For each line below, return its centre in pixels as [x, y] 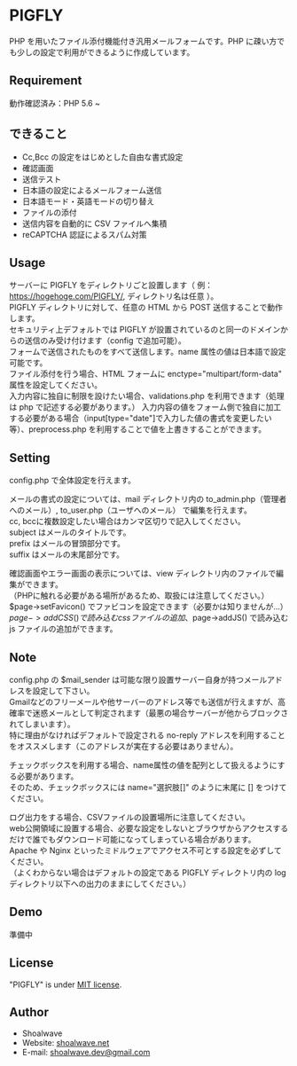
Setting [30, 458]
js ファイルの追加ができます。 [63, 629]
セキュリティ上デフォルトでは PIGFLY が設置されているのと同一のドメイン [145, 330]
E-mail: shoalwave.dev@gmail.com [86, 1053]
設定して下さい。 [63, 691]
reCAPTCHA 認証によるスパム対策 [84, 234]
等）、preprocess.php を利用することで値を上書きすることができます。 [138, 429]
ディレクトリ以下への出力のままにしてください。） [100, 884]
